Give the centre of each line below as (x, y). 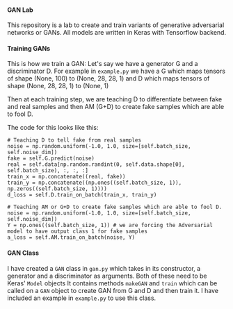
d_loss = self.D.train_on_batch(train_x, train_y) (82, 195)
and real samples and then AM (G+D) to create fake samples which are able (116, 107)
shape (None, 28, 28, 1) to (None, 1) (58, 86)
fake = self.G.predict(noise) (51, 159)
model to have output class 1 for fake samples (78, 232)
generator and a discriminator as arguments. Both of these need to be (107, 276)
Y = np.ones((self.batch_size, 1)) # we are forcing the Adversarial (110, 226)
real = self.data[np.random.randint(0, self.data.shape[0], (96, 165)
